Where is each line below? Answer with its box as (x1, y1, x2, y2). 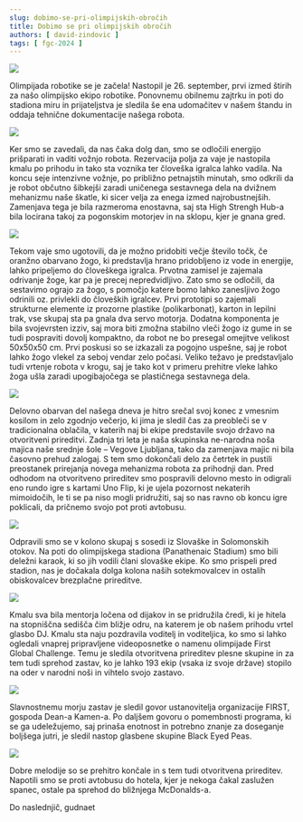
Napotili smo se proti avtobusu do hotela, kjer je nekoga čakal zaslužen (9, 775, 274, 786)
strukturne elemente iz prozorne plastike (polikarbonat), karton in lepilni (9, 304, 277, 314)
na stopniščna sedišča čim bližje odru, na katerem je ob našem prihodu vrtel (9, 619, 294, 630)
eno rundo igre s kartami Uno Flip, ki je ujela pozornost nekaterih (9, 482, 251, 494)
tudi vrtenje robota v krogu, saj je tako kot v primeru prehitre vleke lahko (9, 362, 279, 372)
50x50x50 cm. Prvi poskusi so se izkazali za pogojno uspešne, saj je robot (9, 342, 288, 353)
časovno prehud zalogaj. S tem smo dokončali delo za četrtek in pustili (9, 454, 273, 465)
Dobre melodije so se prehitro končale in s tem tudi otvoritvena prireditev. (9, 765, 283, 776)
